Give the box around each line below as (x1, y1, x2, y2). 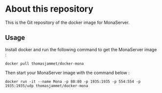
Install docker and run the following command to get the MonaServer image (5, 46, 157, 52)
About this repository (5, 3, 94, 15)
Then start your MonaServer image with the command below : (5, 70, 130, 75)
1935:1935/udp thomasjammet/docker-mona (5, 83, 89, 88)
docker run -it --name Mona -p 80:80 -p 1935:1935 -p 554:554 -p (5, 79, 141, 84)
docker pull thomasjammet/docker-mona (5, 61, 84, 66)
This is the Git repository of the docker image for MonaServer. (5, 19, 130, 25)
